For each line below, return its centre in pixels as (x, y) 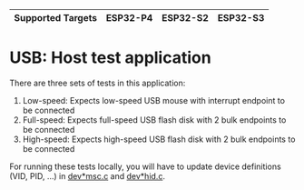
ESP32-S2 (185, 18)
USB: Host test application (110, 58)
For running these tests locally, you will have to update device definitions (145, 166)
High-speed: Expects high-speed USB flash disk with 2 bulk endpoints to (159, 139)
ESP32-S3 (241, 18)
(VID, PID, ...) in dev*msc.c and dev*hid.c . (88, 175)
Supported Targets (56, 18)
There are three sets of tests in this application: (98, 83)
